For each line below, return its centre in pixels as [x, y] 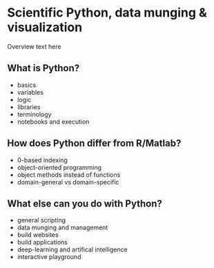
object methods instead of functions [69, 175]
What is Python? [43, 68]
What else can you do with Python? [85, 203]
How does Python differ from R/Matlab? [94, 143]
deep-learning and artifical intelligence [72, 249]
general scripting [41, 220]
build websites [38, 235]
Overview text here [34, 46]
